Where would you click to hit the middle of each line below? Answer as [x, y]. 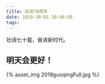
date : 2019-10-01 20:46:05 [39, 17]
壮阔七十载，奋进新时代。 [37, 40]
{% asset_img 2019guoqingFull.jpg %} [53, 75]
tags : [13, 22]
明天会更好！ [30, 60]
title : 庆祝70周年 [27, 11]
